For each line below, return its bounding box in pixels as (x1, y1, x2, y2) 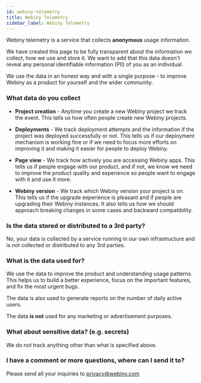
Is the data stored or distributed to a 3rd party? (6, 221, 146, 230)
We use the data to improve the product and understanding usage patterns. (6, 270, 193, 277)
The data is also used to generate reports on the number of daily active (6, 295, 182, 302)
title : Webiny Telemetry (6, 14, 68, 20)
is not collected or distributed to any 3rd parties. (6, 241, 125, 248)
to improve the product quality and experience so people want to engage (14, 169, 196, 176)
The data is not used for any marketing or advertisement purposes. (6, 313, 173, 320)
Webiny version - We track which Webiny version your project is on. (14, 187, 185, 194)
